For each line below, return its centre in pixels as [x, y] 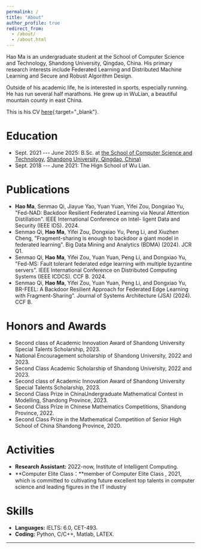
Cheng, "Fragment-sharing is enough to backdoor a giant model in [97, 238]
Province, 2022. [35, 413]
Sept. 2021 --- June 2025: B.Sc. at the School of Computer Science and [103, 152]
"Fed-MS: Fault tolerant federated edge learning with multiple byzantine [103, 263]
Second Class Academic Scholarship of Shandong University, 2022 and [103, 368]
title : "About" [25, 17]
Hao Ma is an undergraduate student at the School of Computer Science [95, 57]
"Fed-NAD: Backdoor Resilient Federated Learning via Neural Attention [102, 212]
